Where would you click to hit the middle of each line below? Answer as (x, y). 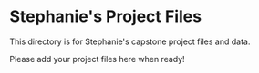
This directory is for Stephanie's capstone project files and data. (130, 41)
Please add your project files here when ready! (97, 59)
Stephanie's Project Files (106, 17)
